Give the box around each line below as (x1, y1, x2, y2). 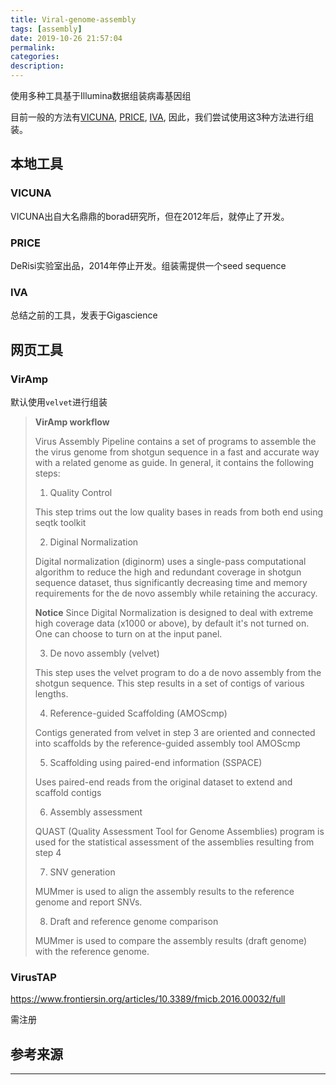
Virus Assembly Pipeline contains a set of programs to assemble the (34, 435, 317, 447)
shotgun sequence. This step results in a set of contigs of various (34, 677, 305, 689)
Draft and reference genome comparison (49, 915, 219, 927)
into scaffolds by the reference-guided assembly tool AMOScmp (34, 737, 301, 749)
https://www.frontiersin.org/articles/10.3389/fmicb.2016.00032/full (10, 993, 286, 1005)
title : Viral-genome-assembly (10, 14, 137, 25)
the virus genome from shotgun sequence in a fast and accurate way (34, 446, 320, 458)
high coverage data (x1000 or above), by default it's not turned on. (34, 617, 310, 629)
